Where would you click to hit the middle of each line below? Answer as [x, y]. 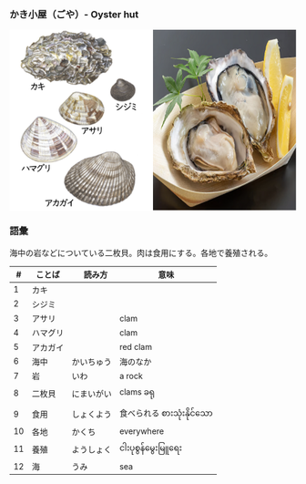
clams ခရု [137, 392]
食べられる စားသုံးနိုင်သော [166, 413]
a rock [131, 376]
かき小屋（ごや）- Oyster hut [74, 14]
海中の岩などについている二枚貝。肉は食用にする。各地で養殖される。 [141, 252]
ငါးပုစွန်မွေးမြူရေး [151, 448]
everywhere [142, 431]
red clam [136, 347]
